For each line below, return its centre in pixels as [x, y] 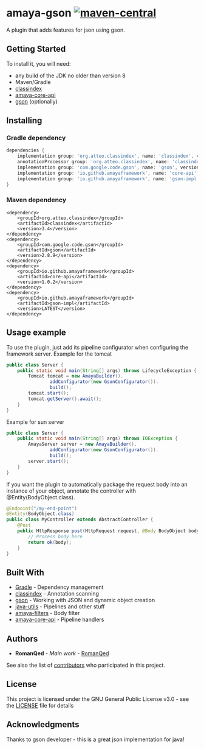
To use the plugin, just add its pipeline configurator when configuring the [97, 347]
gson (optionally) [36, 101]
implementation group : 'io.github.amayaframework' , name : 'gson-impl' [108, 179]
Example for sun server [36, 422]
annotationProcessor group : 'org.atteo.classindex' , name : [93, 162]
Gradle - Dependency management [59, 587]
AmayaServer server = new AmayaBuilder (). [83, 445]
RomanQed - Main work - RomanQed [62, 653]
